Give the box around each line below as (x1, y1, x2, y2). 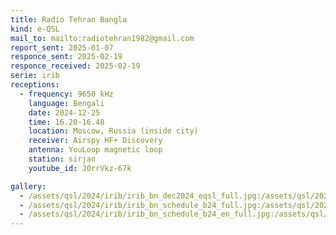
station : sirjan (28, 154, 97, 164)
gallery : (10, 181, 47, 191)
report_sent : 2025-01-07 (10, 42, 114, 53)
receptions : (10, 80, 60, 90)
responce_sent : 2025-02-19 (10, 52, 123, 62)
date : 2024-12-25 (28, 107, 101, 118)
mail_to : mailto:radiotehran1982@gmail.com (10, 33, 195, 43)
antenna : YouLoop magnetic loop (28, 145, 163, 155)
